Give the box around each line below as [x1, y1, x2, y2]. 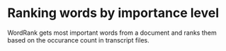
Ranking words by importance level [7, 5, 220, 21]
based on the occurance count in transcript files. [7, 35, 150, 44]
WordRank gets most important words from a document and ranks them [7, 28, 217, 37]
